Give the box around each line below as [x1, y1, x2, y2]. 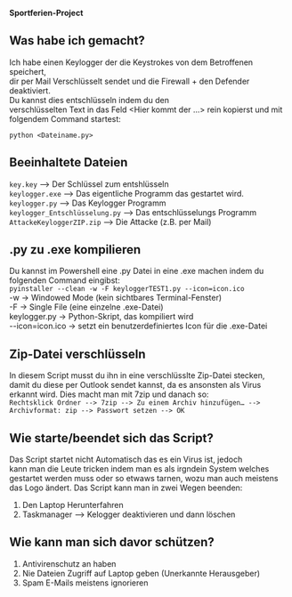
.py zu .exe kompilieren [9, 242, 142, 257]
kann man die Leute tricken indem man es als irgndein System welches [9, 464, 270, 474]
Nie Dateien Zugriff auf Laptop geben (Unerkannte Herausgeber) [21, 568, 261, 578]
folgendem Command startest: [9, 113, 122, 124]
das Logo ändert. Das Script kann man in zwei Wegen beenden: [9, 482, 243, 493]
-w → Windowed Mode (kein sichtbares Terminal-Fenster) [9, 293, 223, 303]
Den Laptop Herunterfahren [21, 500, 125, 511]
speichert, [9, 66, 47, 77]
